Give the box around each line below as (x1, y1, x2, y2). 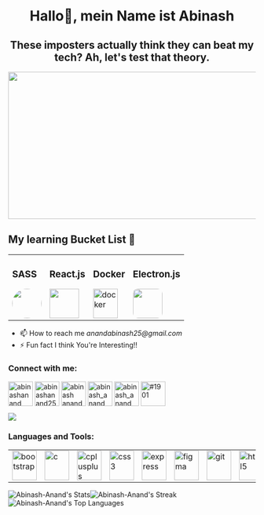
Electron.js (132, 268, 181, 280)
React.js (49, 268, 86, 280)
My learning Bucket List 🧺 (8, 233, 136, 247)
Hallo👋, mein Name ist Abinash (29, 7, 235, 25)
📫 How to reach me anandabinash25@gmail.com (19, 329, 182, 338)
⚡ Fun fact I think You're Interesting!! (19, 341, 137, 350)
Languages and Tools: (8, 431, 94, 442)
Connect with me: (8, 363, 78, 374)
